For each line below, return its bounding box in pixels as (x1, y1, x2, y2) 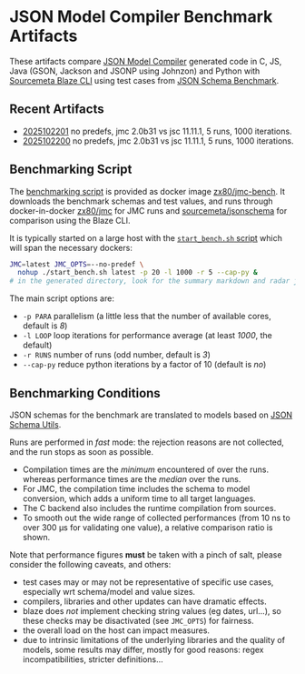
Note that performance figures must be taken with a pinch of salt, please (9, 549, 282, 560)
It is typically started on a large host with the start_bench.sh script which (9, 232, 283, 243)
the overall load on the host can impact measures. (22, 625, 211, 636)
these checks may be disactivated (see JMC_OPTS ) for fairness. (22, 616, 254, 626)
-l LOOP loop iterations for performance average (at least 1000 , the (22, 330, 272, 341)
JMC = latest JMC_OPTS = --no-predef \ (9, 259, 144, 269)
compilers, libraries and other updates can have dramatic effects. (22, 596, 268, 607)
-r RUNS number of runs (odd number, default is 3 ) (22, 349, 212, 360)
